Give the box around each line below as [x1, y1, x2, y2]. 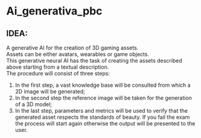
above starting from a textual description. [6, 63, 109, 71]
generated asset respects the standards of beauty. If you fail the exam [14, 113, 190, 121]
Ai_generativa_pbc [6, 4, 103, 18]
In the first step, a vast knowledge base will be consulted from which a [14, 81, 191, 89]
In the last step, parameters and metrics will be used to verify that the [14, 107, 188, 114]
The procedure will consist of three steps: [6, 70, 110, 77]
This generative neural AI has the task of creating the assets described [6, 57, 182, 64]
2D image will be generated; [14, 88, 86, 95]
